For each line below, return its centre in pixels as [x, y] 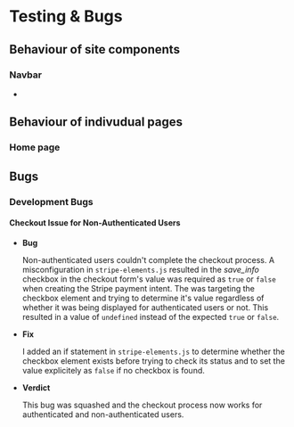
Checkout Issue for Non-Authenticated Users [95, 223]
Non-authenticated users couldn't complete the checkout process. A [148, 259]
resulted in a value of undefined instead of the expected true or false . [151, 316]
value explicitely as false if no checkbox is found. [113, 370]
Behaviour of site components [95, 49]
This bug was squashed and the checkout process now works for [142, 405]
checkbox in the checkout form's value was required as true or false [149, 279]
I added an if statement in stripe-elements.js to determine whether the [153, 351]
